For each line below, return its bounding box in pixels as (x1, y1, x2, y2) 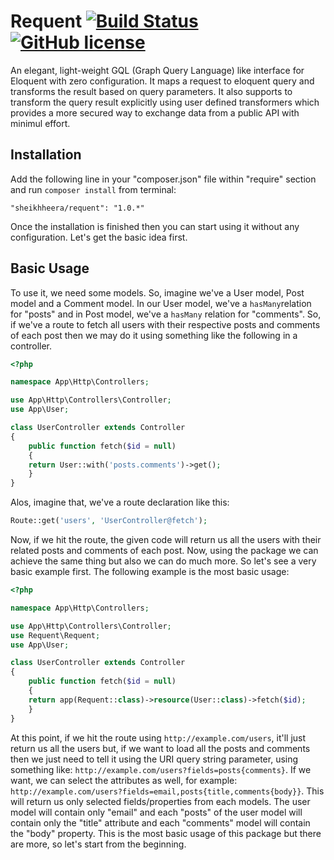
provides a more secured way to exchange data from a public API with (10, 106, 300, 119)
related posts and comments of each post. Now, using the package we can (10, 545, 319, 557)
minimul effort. (10, 117, 71, 129)
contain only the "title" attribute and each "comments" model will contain (10, 816, 311, 829)
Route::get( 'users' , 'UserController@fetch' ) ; (10, 516, 208, 526)
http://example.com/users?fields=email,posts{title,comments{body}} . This (10, 785, 325, 797)
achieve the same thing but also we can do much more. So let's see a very (10, 555, 317, 567)
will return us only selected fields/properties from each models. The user (10, 795, 311, 807)
